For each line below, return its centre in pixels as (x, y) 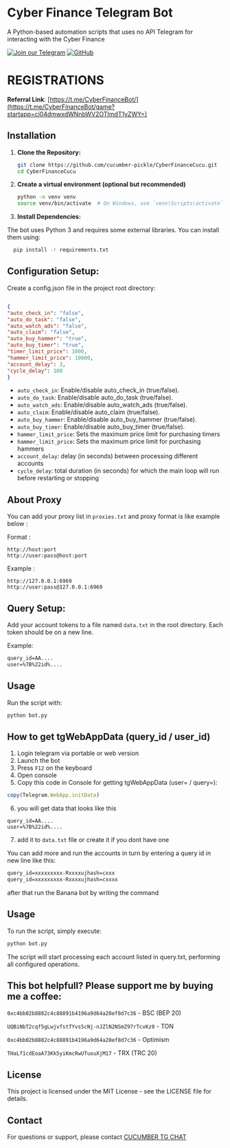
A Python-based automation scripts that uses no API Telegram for (100, 32)
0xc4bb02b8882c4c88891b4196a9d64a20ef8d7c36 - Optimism (88, 1040)
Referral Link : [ (28, 99)
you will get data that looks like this (67, 808)
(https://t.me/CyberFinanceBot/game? (61, 106)
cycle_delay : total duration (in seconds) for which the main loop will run (118, 471)
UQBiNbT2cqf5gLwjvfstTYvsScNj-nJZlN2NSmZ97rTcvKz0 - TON (90, 1026)
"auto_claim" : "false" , (41, 332)
